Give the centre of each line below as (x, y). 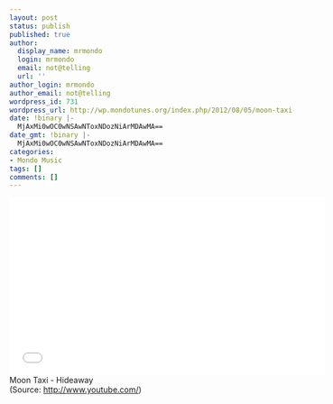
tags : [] (26, 169)
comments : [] (34, 177)
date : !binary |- (42, 118)
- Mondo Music (36, 160)
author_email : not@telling (60, 93)
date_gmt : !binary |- (50, 135)
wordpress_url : (38, 110)
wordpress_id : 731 (44, 101)
